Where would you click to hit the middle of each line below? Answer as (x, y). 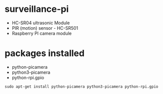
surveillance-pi (37, 9)
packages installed (45, 53)
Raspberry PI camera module (42, 33)
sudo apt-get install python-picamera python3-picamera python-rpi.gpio (81, 87)
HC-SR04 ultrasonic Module (41, 23)
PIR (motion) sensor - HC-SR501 (45, 28)
